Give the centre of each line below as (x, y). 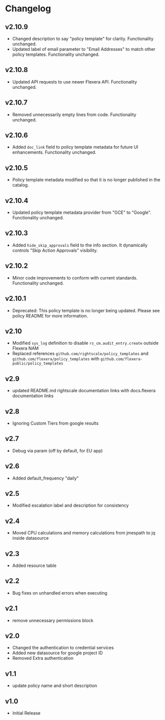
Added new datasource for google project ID (57, 653)
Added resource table (34, 565)
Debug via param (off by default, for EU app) (57, 450)
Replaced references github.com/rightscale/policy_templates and (80, 354)
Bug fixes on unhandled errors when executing (60, 593)
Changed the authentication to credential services (63, 648)
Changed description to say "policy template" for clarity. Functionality (83, 39)
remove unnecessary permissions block (53, 620)
